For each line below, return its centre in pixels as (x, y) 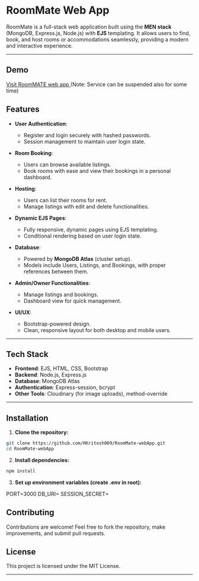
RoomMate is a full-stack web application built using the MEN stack (89, 27)
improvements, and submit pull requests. (56, 533)
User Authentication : (41, 124)
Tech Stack (27, 354)
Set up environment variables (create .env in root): (78, 482)
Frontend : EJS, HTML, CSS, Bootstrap (61, 368)
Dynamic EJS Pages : (41, 218)
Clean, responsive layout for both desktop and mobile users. (97, 330)
